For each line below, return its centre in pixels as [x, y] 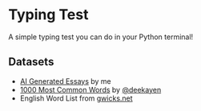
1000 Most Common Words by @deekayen [90, 89]
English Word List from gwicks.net [76, 98]
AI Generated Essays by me [66, 81]
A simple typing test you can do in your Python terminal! [101, 37]
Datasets [31, 62]
